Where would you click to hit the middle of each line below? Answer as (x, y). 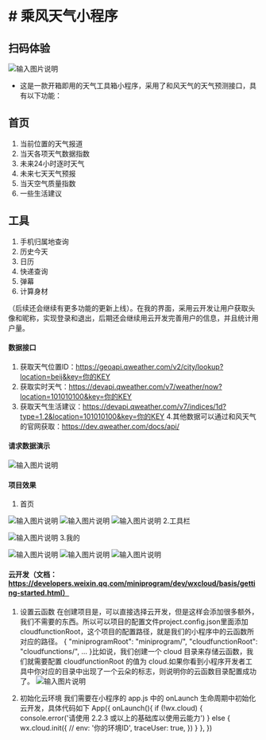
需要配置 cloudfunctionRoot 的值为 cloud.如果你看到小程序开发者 (140, 661)
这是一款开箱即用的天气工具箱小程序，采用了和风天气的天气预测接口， (135, 85)
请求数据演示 (29, 446)
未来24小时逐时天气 (52, 163)
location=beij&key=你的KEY (65, 376)
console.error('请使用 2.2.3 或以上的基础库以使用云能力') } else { (125, 718)
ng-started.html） (39, 592)
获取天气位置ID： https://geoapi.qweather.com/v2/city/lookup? (121, 366)
